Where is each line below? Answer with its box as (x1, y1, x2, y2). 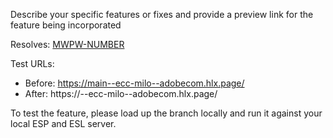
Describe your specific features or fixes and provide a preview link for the (10, 9, 314, 20)
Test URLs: (10, 58, 55, 69)
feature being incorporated (10, 19, 122, 31)
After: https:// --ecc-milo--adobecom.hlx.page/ (24, 88, 218, 99)
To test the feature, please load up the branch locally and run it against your (10, 107, 323, 119)
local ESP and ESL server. (10, 118, 117, 129)
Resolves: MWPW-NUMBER (10, 39, 125, 50)
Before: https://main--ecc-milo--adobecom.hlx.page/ (24, 77, 245, 89)
